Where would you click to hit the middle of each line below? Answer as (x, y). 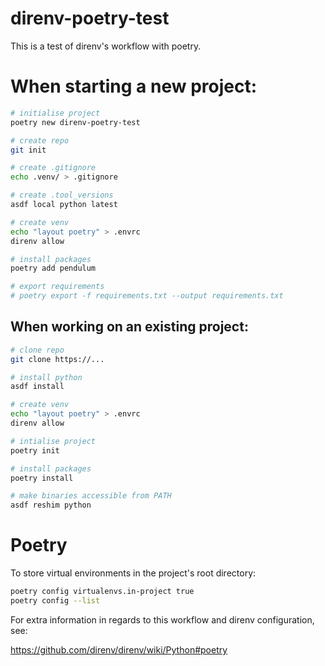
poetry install (42, 478)
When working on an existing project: (129, 327)
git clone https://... (57, 359)
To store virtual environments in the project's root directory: (133, 573)
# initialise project (55, 113)
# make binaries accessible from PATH (91, 496)
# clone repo (37, 350)
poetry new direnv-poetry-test (75, 122)
